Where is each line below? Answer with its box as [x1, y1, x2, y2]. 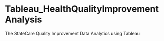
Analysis [5, 14, 42, 25]
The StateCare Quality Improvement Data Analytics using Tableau [5, 30, 140, 36]
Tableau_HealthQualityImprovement [5, 3, 159, 15]
